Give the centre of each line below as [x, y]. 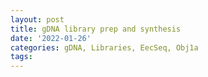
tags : [21, 57]
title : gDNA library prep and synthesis [96, 29]
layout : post [37, 19]
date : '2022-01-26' [51, 38]
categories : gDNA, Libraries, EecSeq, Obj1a [104, 47]
